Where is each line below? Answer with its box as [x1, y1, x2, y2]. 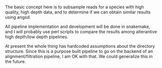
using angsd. [5, 14, 31, 20]
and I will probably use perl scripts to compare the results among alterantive [5, 29, 158, 34]
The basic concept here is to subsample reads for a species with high [5, 4, 144, 10]
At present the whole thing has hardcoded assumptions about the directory [5, 43, 155, 49]
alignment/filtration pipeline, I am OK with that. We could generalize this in [5, 54, 153, 59]
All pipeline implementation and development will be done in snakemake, [5, 24, 150, 29]
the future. [5, 59, 26, 64]
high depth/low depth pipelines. [5, 34, 69, 40]
